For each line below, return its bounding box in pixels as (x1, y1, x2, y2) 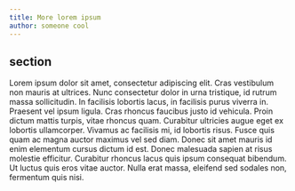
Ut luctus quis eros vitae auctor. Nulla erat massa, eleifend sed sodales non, (9, 163, 287, 173)
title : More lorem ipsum (9, 12, 101, 22)
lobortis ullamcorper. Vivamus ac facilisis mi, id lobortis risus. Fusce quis (9, 125, 275, 136)
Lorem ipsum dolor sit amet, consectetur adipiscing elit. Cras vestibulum (9, 77, 274, 89)
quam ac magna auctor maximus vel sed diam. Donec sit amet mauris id (9, 134, 273, 145)
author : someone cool (9, 21, 90, 30)
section (9, 54, 52, 69)
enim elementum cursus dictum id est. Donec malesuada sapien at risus (9, 144, 273, 155)
